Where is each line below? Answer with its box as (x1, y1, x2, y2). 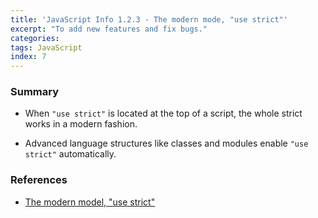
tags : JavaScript (10, 42, 83, 53)
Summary (10, 85, 60, 99)
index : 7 (10, 52, 47, 62)
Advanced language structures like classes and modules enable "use (24, 137, 309, 150)
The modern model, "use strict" (24, 196, 156, 208)
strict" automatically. (24, 148, 117, 160)
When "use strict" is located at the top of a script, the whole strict (24, 107, 303, 120)
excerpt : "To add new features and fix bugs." (10, 24, 208, 34)
